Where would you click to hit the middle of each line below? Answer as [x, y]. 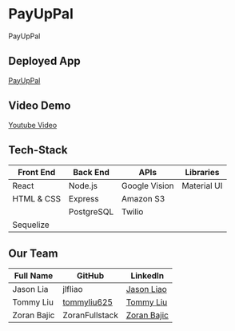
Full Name [34, 276]
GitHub [91, 276]
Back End [92, 173]
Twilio [132, 212]
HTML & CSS [37, 199]
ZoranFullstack [90, 315]
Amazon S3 [143, 199]
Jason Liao [147, 289]
